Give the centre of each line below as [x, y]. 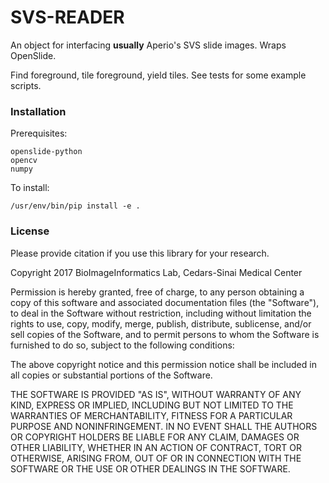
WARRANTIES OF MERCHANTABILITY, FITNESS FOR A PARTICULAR [151, 415]
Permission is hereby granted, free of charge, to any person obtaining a [157, 292]
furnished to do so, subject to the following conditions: [122, 345]
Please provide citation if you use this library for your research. [140, 253]
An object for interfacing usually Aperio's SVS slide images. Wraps [148, 45]
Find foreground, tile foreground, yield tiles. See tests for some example [158, 75]
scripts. [26, 85]
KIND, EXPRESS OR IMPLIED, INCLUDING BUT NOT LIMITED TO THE [152, 405]
